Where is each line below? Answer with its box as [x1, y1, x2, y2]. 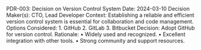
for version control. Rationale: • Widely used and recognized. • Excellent [6, 31, 186, 38]
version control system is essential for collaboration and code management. [6, 18, 194, 25]
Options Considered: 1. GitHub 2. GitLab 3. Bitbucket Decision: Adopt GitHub [6, 24, 195, 31]
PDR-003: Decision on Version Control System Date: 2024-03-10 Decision [6, 5, 190, 12]
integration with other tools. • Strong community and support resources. [6, 37, 185, 44]
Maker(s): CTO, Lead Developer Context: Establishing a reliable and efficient [6, 11, 195, 19]
